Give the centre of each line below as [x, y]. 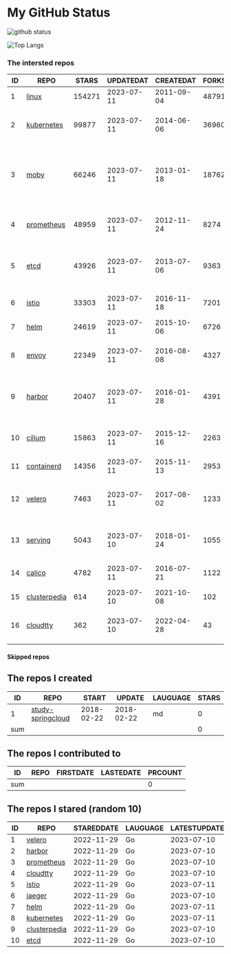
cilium [36, 438]
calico [36, 573]
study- [42, 709]
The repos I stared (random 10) [75, 809]
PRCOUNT [165, 773]
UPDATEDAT [128, 80]
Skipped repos [29, 657]
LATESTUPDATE [198, 828]
